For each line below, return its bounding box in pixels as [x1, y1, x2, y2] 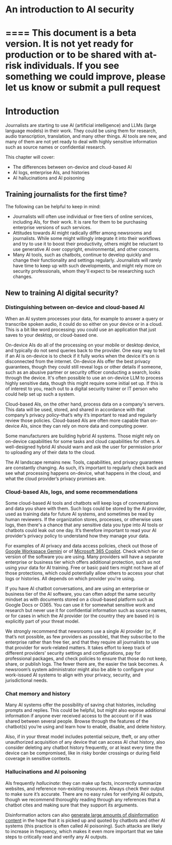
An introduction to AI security [5, 4, 135, 15]
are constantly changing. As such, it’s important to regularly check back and [5, 464, 166, 471]
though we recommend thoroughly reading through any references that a [5, 796, 160, 802]
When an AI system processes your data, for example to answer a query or [5, 315, 164, 322]
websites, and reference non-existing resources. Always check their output [5, 785, 164, 792]
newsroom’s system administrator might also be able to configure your [5, 667, 155, 673]
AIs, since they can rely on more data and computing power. [20, 422, 148, 429]
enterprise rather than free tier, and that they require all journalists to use [5, 639, 159, 646]
